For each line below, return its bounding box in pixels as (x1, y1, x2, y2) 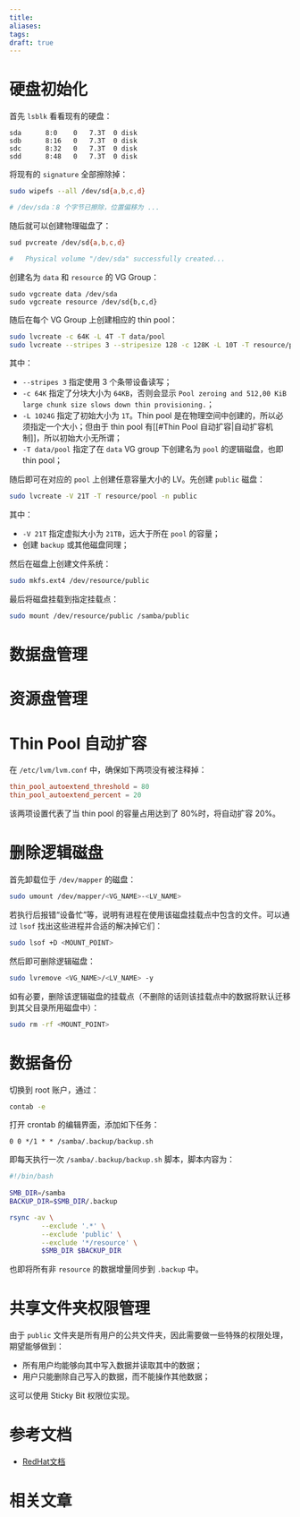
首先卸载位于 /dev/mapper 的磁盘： (9, 874, 137, 885)
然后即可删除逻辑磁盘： (9, 956, 96, 966)
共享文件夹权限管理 (9, 1298, 151, 1319)
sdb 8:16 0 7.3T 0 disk (9, 136, 138, 146)
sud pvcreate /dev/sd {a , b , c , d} (9, 238, 126, 247)
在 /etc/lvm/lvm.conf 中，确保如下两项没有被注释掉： (9, 765, 207, 776)
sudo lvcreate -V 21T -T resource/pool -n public (9, 492, 198, 501)
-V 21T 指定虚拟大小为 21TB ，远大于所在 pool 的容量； (21, 528, 221, 539)
